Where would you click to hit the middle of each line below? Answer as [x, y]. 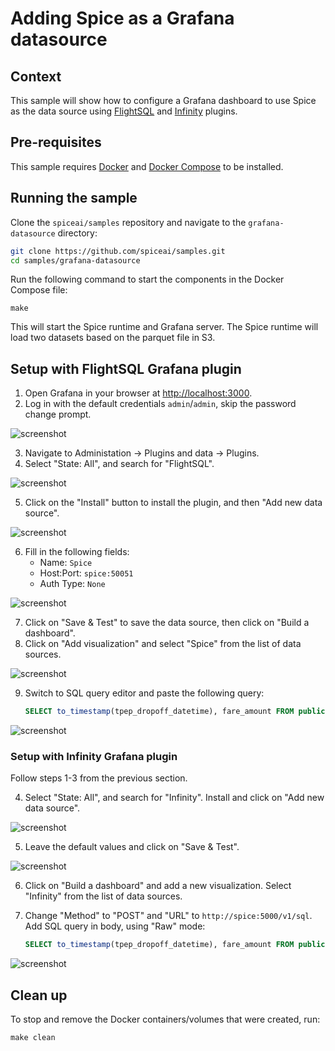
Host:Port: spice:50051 [86, 573]
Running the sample [74, 198]
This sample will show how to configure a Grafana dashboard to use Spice [163, 100]
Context [36, 76]
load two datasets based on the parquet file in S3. [113, 338]
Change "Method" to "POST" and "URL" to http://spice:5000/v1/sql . [168, 916]
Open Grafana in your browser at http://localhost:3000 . [138, 393]
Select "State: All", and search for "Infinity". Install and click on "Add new [174, 798]
